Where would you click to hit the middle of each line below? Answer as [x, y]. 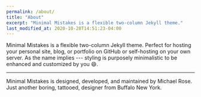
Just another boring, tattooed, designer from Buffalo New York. [84, 87]
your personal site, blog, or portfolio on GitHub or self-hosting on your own [98, 52]
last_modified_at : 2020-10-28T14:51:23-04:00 [64, 28]
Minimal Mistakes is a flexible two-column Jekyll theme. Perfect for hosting [99, 45]
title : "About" [25, 17]
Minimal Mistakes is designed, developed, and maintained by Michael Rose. [99, 82]
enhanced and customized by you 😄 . [52, 64]
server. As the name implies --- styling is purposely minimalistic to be [92, 58]
